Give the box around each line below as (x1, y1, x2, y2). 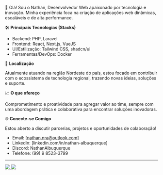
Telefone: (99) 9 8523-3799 (12, 150, 68, 156)
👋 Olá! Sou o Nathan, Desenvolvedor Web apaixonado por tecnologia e (5, 5, 147, 10)
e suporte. (5, 80, 26, 86)
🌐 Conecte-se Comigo (5, 116, 51, 121)
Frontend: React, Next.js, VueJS (12, 41, 76, 47)
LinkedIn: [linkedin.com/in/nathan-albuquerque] (12, 140, 108, 145)
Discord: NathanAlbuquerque (12, 145, 71, 151)
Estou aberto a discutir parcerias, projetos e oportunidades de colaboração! (5, 126, 157, 131)
